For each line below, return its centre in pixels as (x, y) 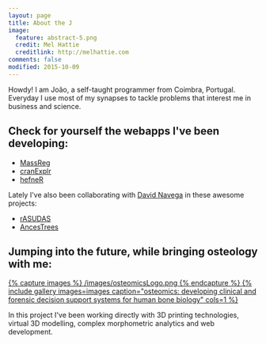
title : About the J (40, 23)
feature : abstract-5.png (56, 38)
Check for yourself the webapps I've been (114, 131)
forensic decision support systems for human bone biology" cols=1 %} (123, 300)
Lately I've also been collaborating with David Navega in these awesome (126, 195)
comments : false (35, 60)
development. (30, 332)
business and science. (45, 106)
